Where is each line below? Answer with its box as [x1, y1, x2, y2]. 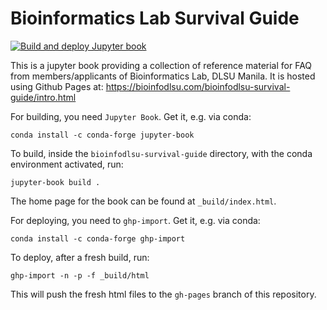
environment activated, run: [10, 158, 124, 170]
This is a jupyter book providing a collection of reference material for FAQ [10, 59, 313, 71]
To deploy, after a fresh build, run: [10, 251, 150, 263]
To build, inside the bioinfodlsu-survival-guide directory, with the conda [10, 147, 313, 159]
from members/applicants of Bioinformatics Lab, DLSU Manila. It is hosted [10, 70, 316, 82]
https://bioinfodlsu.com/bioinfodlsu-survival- [105, 80, 291, 92]
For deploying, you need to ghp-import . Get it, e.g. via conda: [10, 214, 261, 226]
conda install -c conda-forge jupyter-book [10, 130, 195, 140]
